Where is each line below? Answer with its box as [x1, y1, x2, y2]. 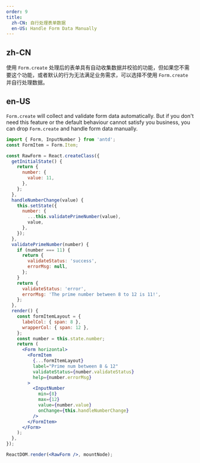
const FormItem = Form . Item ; [6, 142, 79, 148]
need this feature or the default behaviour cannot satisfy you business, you [6, 119, 190, 126]
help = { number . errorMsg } [32, 374, 92, 380]
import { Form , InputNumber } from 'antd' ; [6, 136, 116, 142]
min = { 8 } [37, 391, 58, 397]
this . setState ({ [17, 203, 58, 209]
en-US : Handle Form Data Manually [11, 25, 97, 32]
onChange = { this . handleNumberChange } [37, 408, 129, 414]
